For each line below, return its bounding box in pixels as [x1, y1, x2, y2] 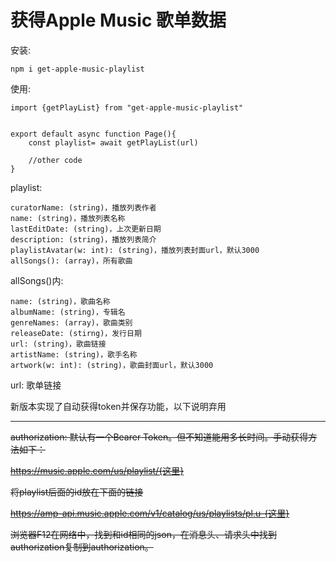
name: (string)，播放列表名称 [10, 213, 126, 223]
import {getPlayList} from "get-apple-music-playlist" [10, 102, 244, 113]
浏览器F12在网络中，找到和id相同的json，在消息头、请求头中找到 [10, 528, 277, 540]
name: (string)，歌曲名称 [10, 296, 111, 306]
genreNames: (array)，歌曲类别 [10, 317, 133, 328]
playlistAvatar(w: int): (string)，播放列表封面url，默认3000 [10, 245, 260, 255]
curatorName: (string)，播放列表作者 [10, 202, 157, 213]
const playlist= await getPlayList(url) [28, 137, 199, 148]
